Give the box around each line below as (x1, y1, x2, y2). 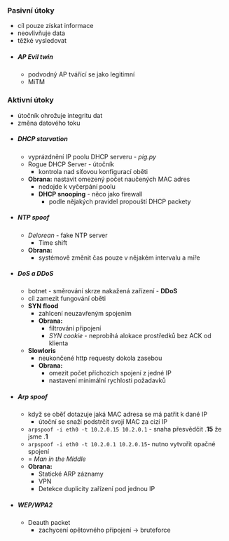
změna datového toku (17, 119, 81, 127)
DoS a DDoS (17, 269, 54, 278)
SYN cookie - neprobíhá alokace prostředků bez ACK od (48, 332, 211, 340)
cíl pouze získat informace (17, 22, 94, 30)
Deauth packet (27, 519, 71, 527)
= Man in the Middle (27, 455, 86, 463)
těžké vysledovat (17, 36, 67, 45)
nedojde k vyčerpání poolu (38, 182, 116, 191)
